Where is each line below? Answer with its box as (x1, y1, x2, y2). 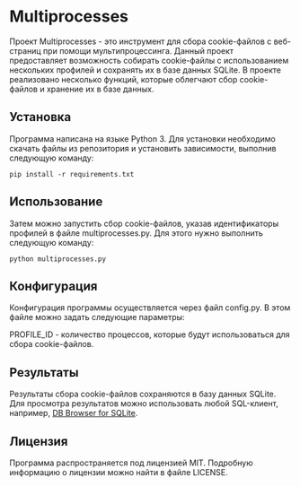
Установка (9, 109, 72, 125)
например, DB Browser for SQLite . (9, 408, 138, 419)
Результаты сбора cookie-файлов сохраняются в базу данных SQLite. (9, 388, 277, 400)
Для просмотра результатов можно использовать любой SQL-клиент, (9, 398, 278, 409)
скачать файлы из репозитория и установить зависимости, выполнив (9, 143, 277, 153)
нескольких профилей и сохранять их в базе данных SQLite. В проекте (9, 65, 281, 75)
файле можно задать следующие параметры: (9, 312, 186, 323)
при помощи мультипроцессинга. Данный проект (43, 45, 234, 56)
